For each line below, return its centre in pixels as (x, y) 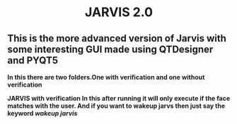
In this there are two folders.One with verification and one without (106, 77)
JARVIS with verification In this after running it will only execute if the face (119, 98)
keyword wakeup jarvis (42, 113)
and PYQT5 (33, 60)
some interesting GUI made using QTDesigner (110, 49)
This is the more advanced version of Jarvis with (117, 38)
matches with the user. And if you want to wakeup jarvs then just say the (116, 106)
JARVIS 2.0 (119, 12)
